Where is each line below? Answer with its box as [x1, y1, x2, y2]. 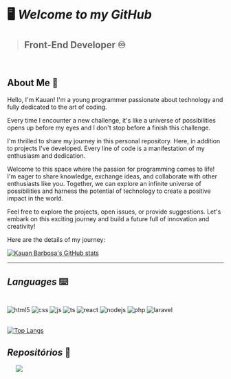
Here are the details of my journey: [7, 235, 106, 243]
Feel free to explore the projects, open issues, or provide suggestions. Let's [7, 207, 221, 216]
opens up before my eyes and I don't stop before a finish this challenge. [7, 123, 211, 132]
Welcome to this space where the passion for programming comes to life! [7, 165, 215, 173]
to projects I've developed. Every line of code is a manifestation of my [7, 144, 205, 152]
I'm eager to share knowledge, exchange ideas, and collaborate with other [7, 172, 218, 181]
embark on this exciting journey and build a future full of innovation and [7, 214, 210, 223]
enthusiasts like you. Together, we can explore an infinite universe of [7, 179, 201, 187]
